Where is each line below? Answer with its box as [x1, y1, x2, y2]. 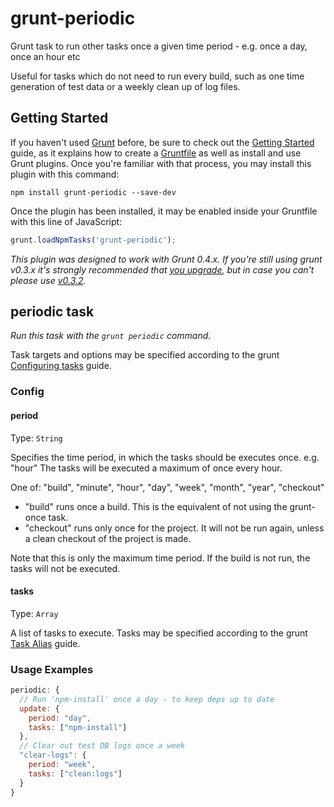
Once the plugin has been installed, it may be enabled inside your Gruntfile [10, 205, 318, 217]
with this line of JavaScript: [10, 215, 123, 227]
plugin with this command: [10, 168, 120, 180]
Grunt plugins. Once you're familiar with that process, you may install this [10, 157, 312, 169]
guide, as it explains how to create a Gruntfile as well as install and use [10, 147, 302, 159]
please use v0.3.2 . [10, 274, 87, 286]
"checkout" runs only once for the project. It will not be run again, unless [24, 522, 325, 534]
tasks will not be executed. [10, 562, 121, 574]
